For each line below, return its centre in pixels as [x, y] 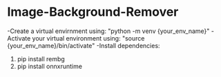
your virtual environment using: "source [88, 38]
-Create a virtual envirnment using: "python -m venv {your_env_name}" [108, 31]
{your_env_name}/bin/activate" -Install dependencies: [84, 45]
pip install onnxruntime [50, 66]
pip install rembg [41, 58]
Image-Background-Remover [93, 12]
